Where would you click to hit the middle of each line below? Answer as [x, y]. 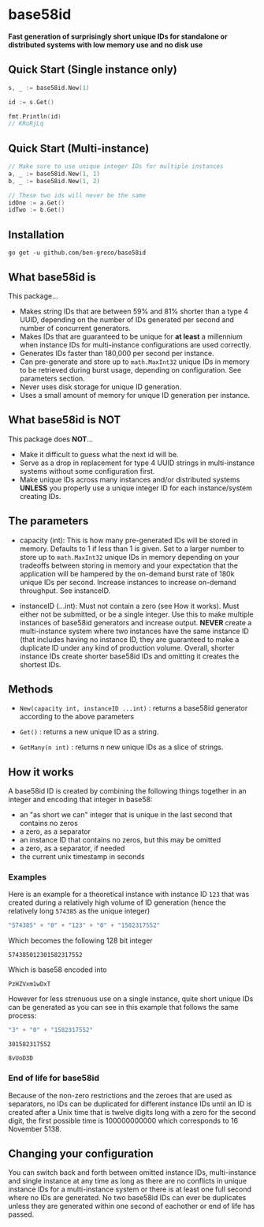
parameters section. [52, 378]
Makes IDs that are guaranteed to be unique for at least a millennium [131, 336]
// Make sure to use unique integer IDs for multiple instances [116, 167]
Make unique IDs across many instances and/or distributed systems [130, 479]
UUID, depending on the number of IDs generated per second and [127, 319]
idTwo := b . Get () [37, 210]
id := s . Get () [32, 102]
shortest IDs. [40, 664]
